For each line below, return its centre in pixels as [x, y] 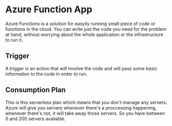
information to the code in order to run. [46, 74]
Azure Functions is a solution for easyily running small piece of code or [80, 24]
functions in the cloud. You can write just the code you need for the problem [86, 29]
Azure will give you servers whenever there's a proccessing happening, [81, 108]
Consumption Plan [35, 90]
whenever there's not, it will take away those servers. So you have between [85, 113]
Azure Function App [49, 9]
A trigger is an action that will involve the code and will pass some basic [81, 68]
